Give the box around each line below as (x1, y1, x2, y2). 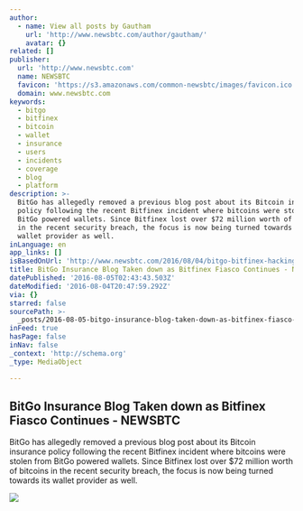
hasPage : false (9, 332, 67, 341)
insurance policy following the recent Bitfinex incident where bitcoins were (9, 446, 286, 457)
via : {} (9, 290, 39, 299)
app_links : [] (9, 248, 63, 257)
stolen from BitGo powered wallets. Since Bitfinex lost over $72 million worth (9, 456, 293, 467)
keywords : (9, 97, 47, 107)
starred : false (9, 299, 67, 308)
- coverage (17, 164, 59, 173)
